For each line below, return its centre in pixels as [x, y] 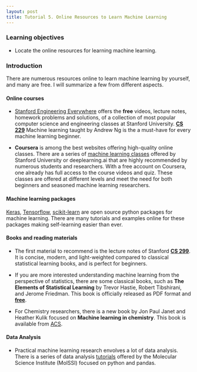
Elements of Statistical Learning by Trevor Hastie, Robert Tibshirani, [98, 287]
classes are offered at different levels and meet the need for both [93, 179]
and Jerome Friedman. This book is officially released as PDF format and [103, 293]
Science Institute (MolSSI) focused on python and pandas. [85, 363]
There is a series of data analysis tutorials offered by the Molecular [96, 356]
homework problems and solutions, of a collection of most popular [95, 118]
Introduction [24, 65]
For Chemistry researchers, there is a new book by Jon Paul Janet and [100, 311]
